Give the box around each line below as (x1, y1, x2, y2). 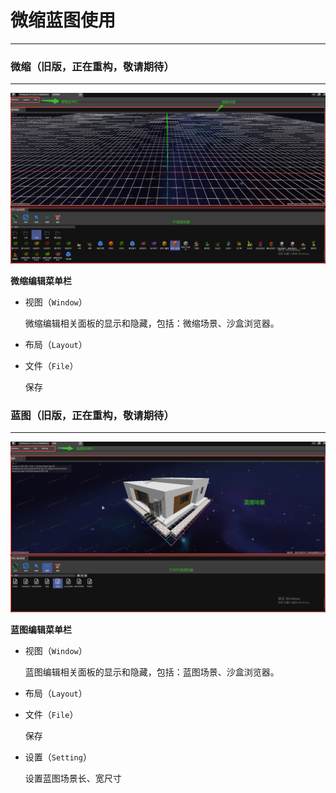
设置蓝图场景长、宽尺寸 (24, 772, 122, 784)
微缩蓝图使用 (10, 9, 117, 32)
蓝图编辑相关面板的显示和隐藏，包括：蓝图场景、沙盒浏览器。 (24, 666, 280, 678)
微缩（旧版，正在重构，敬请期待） (10, 59, 175, 73)
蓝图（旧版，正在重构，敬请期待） (10, 408, 175, 422)
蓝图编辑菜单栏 (10, 623, 72, 635)
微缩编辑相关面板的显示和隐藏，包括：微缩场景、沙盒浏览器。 (24, 317, 280, 329)
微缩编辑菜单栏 (10, 274, 72, 286)
